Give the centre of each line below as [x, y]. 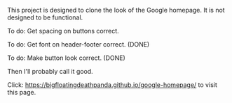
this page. [22, 92]
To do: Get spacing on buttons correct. [63, 31]
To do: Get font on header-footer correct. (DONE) [79, 44]
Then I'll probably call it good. [50, 71]
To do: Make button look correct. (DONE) [67, 58]
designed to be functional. [45, 17]
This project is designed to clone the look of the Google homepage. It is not [116, 10]
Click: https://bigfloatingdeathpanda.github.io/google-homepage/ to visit [112, 85]
